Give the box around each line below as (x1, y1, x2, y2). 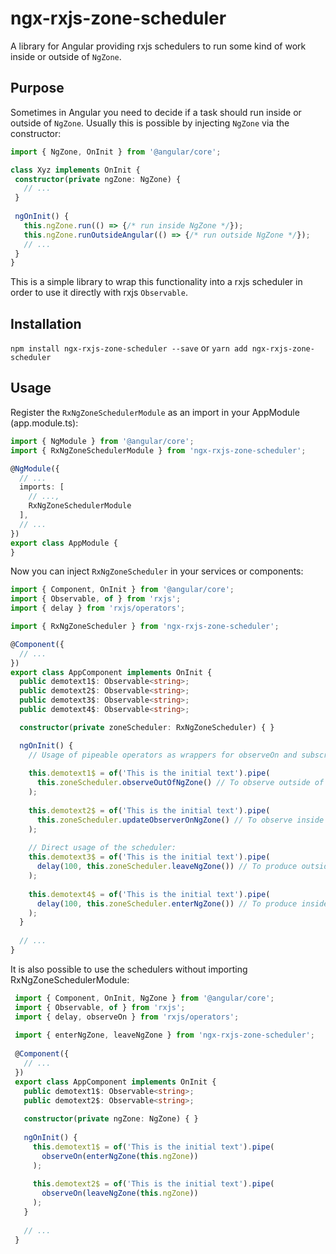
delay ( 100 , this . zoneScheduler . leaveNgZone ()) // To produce (36, 862, 298, 872)
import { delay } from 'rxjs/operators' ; (10, 603, 186, 614)
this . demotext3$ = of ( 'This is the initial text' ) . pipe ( (28, 852, 271, 862)
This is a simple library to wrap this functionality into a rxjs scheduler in (10, 276, 303, 288)
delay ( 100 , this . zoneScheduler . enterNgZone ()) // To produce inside (36, 898, 329, 909)
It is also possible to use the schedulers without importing (10, 963, 248, 975)
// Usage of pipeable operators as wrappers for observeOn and (28, 750, 298, 760)
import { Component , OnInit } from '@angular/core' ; (10, 585, 235, 595)
